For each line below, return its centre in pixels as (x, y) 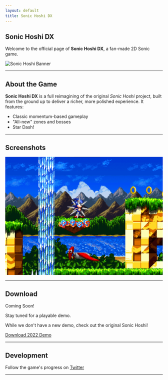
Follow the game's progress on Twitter (45, 367)
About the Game (31, 84)
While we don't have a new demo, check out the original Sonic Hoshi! (77, 325)
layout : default (22, 10)
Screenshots (25, 147)
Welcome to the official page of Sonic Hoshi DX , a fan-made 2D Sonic (77, 49)
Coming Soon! (20, 306)
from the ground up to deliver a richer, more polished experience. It (74, 101)
